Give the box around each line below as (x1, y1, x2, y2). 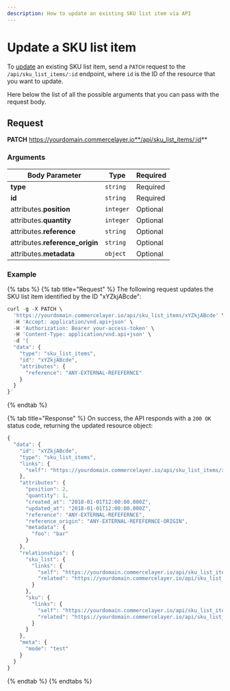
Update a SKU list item (7, 39, 137, 55)
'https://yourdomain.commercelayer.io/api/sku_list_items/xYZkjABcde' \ (13, 312, 225, 319)
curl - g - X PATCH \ (7, 305, 63, 312)
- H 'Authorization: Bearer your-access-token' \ (13, 325, 155, 331)
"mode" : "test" (25, 646, 69, 653)
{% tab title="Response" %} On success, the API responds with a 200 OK (7, 414, 212, 423)
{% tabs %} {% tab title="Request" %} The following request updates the (7, 285, 214, 293)
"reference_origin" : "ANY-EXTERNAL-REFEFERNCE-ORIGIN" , (25, 517, 188, 525)
